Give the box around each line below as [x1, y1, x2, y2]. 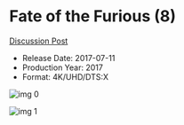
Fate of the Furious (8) [9, 6, 176, 27]
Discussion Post [9, 35, 68, 46]
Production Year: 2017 [21, 62, 104, 73]
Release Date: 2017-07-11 [21, 52, 116, 63]
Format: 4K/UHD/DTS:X [21, 71, 109, 82]
